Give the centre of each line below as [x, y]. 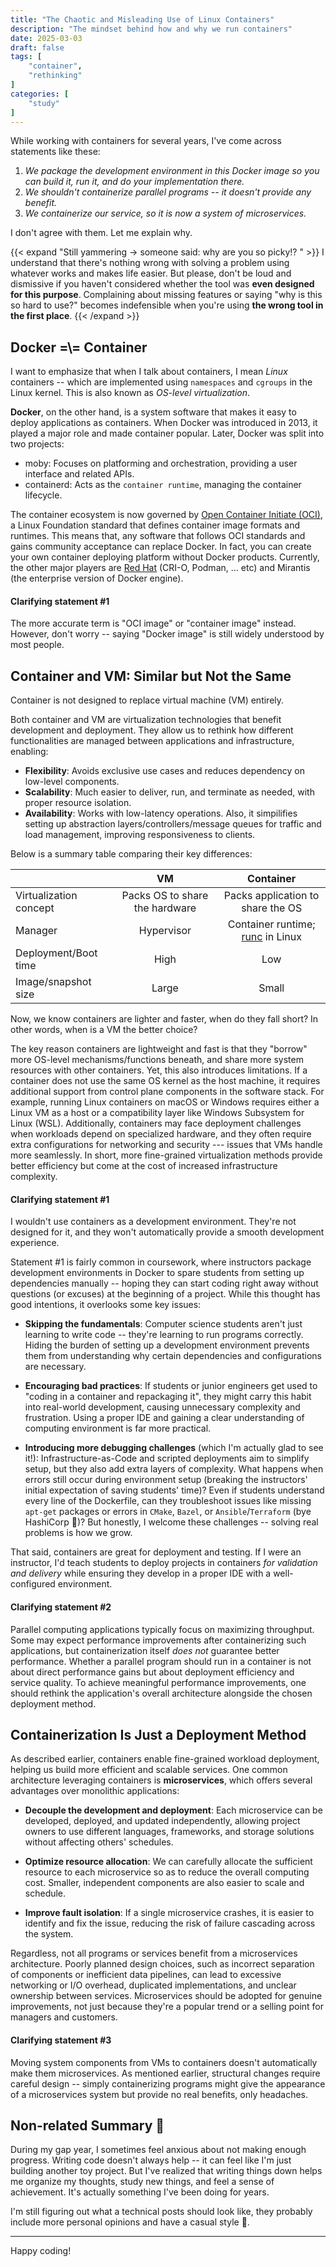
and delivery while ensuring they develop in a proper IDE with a [141, 1573]
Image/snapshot [53, 982]
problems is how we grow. [78, 1533]
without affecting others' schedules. [99, 1842]
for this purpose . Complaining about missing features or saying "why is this [166, 295]
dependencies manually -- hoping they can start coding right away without [164, 1283]
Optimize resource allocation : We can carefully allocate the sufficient [168, 1862]
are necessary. [55, 1367]
